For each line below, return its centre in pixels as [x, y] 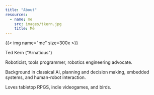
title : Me [25, 29]
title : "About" [21, 10]
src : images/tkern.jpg [38, 24]
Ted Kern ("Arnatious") [29, 53]
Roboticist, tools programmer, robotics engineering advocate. [69, 62]
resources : [17, 15]
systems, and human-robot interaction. [46, 77]
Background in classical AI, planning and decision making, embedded [77, 72]
